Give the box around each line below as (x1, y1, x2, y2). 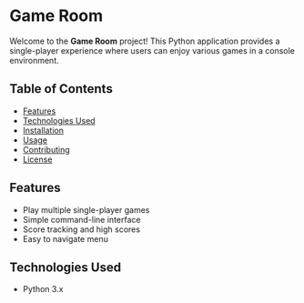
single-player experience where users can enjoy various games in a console (9, 45, 296, 56)
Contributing (22, 144, 70, 155)
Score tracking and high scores (22, 224, 141, 235)
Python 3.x (22, 284, 64, 295)
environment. (9, 55, 59, 66)
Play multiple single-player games (22, 204, 150, 215)
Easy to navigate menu (22, 233, 109, 244)
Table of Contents (9, 81, 114, 96)
